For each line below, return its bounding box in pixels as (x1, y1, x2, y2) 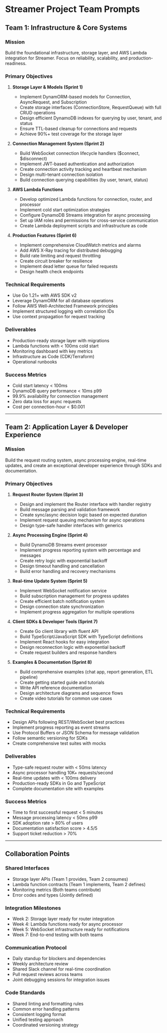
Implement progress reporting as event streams (12, 724, 110, 730)
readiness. (5, 60, 27, 66)
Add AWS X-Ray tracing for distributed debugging (19, 247, 122, 253)
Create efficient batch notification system (19, 598, 105, 604)
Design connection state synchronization (19, 603, 104, 610)
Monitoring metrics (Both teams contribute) (12, 887, 101, 893)
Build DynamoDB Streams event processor (19, 542, 107, 548)
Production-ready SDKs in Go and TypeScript (12, 780, 106, 786)
